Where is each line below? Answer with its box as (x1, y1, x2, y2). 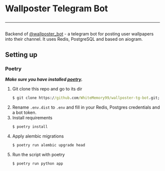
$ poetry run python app (12, 161, 63, 166)
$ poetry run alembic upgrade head (12, 142, 85, 147)
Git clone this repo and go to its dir (12, 85, 82, 91)
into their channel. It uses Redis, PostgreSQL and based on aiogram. (5, 36, 143, 42)
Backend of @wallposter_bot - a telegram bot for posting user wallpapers (5, 31, 154, 37)
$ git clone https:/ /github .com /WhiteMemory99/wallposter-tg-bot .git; (12, 95, 160, 100)
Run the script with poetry (12, 151, 65, 157)
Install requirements (12, 114, 53, 120)
